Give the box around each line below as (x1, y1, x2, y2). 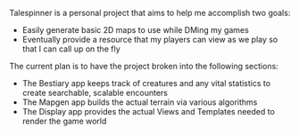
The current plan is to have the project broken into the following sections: (9, 61, 278, 71)
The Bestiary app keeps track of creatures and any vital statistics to (21, 78, 270, 88)
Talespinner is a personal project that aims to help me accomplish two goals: (9, 8, 291, 18)
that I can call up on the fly (21, 44, 120, 54)
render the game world (21, 115, 107, 126)
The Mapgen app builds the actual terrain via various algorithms (21, 97, 258, 107)
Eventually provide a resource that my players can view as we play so (21, 35, 278, 44)
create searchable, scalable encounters (21, 88, 168, 98)
